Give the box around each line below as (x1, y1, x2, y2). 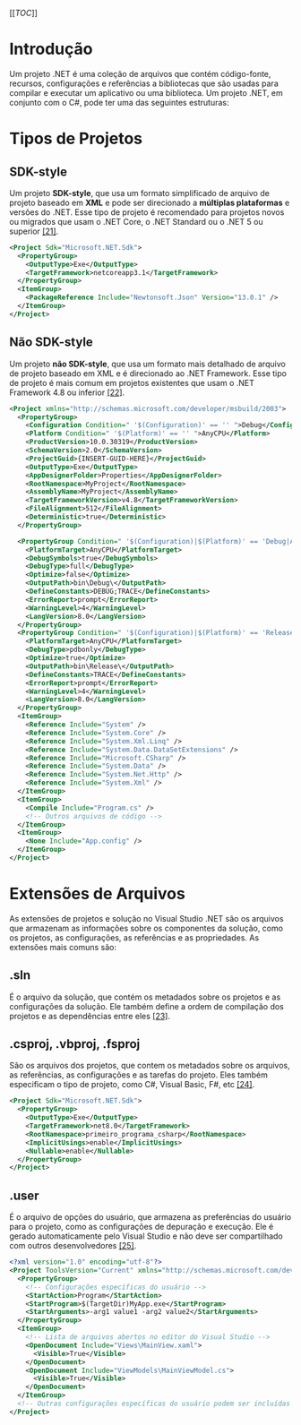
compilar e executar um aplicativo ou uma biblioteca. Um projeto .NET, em (9, 87, 284, 98)
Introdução (9, 39, 93, 59)
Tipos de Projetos (9, 129, 143, 149)
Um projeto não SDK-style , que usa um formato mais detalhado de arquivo (9, 358, 287, 369)
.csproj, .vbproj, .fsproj (9, 1036, 141, 1052)
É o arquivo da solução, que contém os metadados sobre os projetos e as (9, 991, 281, 1002)
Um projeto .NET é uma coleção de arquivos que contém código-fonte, (9, 68, 271, 79)
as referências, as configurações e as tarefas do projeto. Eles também (9, 1069, 269, 1080)
